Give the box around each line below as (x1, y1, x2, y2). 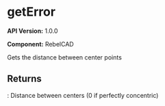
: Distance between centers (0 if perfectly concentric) (7, 91, 159, 99)
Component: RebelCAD (7, 40, 74, 48)
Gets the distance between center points (7, 53, 122, 62)
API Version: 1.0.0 (7, 27, 58, 35)
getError (7, 4, 56, 20)
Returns (7, 73, 42, 85)
